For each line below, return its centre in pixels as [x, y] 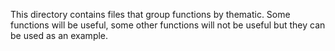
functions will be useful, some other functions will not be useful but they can [168, 25]
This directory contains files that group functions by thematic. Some [150, 14]
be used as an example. [59, 35]
